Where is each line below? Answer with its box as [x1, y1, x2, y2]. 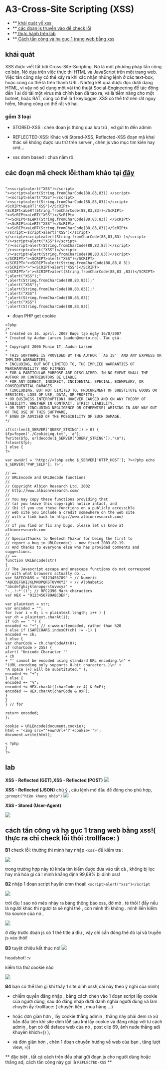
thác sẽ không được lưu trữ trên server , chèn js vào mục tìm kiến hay [12, 140, 156, 146]
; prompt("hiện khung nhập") [5, 792, 63, 798]
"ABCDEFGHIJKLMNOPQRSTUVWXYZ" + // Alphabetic [5, 580, 104, 585]
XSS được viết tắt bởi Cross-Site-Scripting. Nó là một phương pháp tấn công [5, 63, 162, 69]
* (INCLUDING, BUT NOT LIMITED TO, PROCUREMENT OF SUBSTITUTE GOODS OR [5, 388, 157, 393]
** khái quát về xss [12, 20, 52, 26]
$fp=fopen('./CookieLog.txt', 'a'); [5, 431, 81, 437]
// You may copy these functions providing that [5, 497, 108, 502]
